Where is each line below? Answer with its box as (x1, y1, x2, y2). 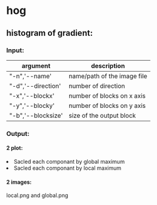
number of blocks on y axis (68, 101, 146, 110)
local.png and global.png (6, 192, 68, 199)
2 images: (6, 178, 32, 186)
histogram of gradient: (6, 28, 93, 38)
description (90, 61, 125, 70)
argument (21, 61, 51, 70)
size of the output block (68, 111, 136, 119)
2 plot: (6, 144, 23, 152)
